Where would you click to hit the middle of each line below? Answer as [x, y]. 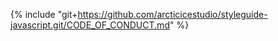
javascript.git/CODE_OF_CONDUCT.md [90, 25]
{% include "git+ [44, 14]
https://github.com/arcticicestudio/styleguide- [172, 14]
